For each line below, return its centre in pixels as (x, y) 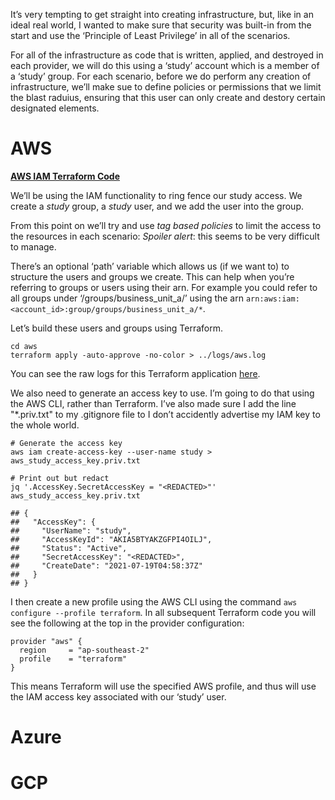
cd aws (24, 346)
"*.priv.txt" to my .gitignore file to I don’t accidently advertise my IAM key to (165, 414)
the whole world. (45, 425)
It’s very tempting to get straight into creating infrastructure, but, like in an (162, 14)
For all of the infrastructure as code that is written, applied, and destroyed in (167, 55)
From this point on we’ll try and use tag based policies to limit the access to (166, 225)
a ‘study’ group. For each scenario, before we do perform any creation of (161, 76)
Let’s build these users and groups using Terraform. (117, 328)
